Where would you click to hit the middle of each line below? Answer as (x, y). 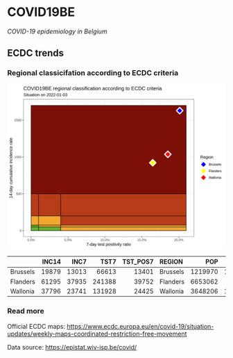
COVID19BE (41, 12)
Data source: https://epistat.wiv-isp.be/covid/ (72, 347)
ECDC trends (36, 53)
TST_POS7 (138, 262)
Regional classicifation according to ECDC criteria (93, 73)
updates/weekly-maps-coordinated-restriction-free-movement (97, 334)
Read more (26, 311)
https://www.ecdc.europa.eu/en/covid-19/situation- (140, 326)
